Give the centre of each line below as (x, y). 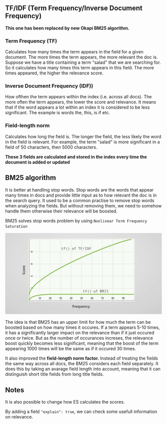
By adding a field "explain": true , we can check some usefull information (81, 412)
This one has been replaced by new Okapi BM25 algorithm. (67, 28)
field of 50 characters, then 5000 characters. (51, 147)
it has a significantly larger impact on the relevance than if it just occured (80, 333)
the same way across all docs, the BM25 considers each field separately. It (82, 364)
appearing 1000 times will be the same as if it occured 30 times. (71, 349)
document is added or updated (38, 162)
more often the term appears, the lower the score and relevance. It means (81, 102)
